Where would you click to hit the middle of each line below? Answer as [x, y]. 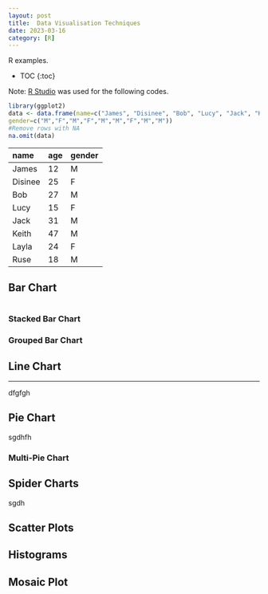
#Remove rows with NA [44, 128]
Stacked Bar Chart [45, 319]
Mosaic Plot [38, 582]
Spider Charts [44, 484]
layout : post [30, 16]
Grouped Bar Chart [45, 340]
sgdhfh [20, 437]
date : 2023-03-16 [37, 30]
